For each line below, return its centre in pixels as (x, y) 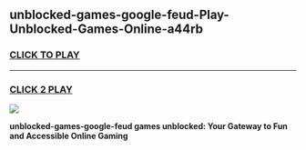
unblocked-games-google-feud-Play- (119, 15)
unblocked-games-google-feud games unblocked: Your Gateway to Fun (149, 125)
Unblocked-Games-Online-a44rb (106, 30)
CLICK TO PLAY (45, 55)
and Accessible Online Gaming (69, 135)
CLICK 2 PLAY (41, 89)
